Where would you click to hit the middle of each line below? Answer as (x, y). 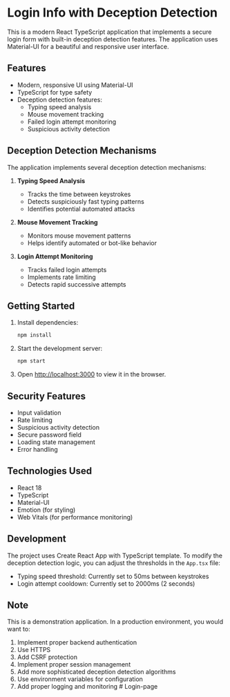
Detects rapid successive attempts (77, 284)
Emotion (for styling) (46, 510)
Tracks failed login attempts (67, 269)
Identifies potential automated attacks (81, 209)
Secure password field (49, 435)
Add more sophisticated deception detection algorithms (96, 672)
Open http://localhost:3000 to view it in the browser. (92, 374)
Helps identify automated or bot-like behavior (92, 242)
